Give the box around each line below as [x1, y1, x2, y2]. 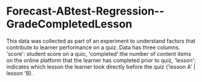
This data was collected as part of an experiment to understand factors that [6, 37, 196, 44]
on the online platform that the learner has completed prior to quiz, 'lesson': [6, 56, 196, 64]
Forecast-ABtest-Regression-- [6, 4, 165, 18]
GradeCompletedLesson [6, 17, 133, 31]
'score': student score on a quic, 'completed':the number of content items [6, 50, 192, 57]
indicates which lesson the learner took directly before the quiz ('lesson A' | [6, 63, 196, 70]
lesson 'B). [6, 69, 33, 77]
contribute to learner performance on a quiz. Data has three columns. [6, 44, 181, 51]
